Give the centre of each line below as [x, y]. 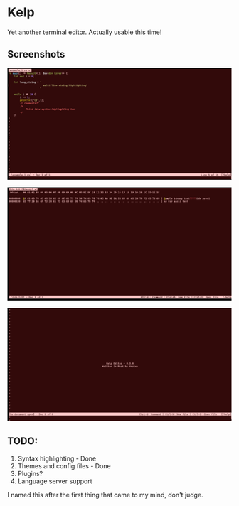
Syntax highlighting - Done [57, 458]
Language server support [55, 481]
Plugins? [30, 473]
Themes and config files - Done [64, 465]
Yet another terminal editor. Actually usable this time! [85, 32]
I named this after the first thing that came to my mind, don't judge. [106, 495]
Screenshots [36, 54]
